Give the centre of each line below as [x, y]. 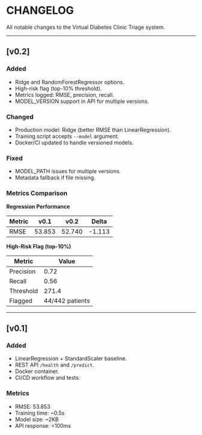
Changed [20, 117]
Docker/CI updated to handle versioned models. [74, 143]
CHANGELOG [40, 11]
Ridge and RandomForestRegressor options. [69, 82]
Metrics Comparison [37, 193]
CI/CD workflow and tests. [47, 378]
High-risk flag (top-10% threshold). [58, 88]
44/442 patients [67, 300]
